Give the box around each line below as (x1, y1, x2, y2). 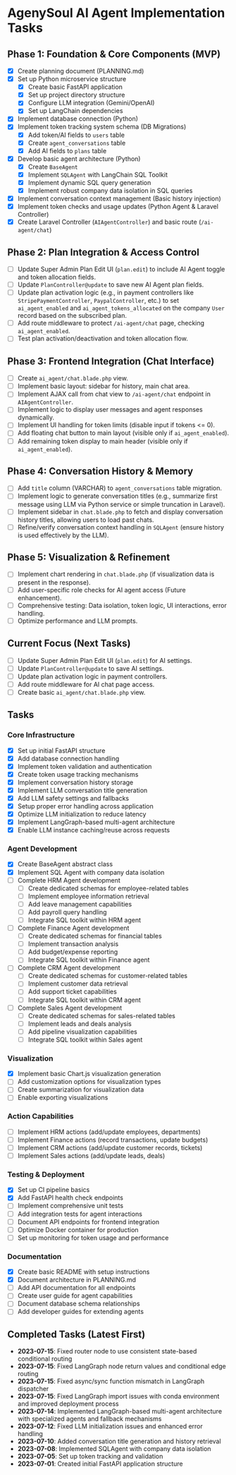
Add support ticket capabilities (27, 987, 118, 996)
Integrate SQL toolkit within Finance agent (27, 955, 150, 965)
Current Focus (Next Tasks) (7, 638, 131, 650)
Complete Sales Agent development (17, 1003, 123, 1012)
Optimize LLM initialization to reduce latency (17, 810, 147, 818)
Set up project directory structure (27, 90, 125, 100)
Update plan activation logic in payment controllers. (17, 672, 168, 681)
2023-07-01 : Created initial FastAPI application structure (17, 1459, 183, 1468)
